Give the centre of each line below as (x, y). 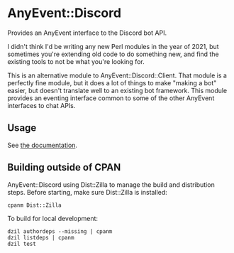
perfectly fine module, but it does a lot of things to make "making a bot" (112, 82)
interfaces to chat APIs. (41, 105)
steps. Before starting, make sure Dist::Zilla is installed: (88, 192)
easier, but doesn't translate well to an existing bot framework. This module (117, 90)
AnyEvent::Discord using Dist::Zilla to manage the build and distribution (111, 184)
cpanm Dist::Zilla (34, 205)
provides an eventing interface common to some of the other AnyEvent (111, 98)
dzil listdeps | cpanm (41, 237)
